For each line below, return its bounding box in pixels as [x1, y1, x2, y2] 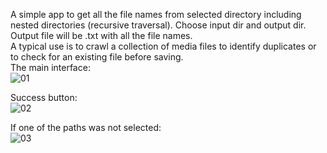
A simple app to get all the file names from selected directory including [10, 9, 302, 20]
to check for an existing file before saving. [10, 51, 184, 63]
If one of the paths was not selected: [10, 122, 162, 133]
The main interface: [10, 62, 91, 73]
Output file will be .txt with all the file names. [10, 30, 193, 41]
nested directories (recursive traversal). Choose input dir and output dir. [10, 19, 307, 31]
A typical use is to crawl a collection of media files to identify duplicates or [10, 40, 317, 52]
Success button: [10, 92, 78, 103]
